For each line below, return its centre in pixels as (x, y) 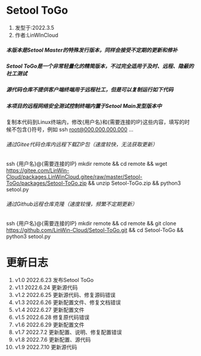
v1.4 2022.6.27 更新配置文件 (50, 310)
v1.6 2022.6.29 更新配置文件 (50, 325)
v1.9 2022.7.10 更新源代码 (46, 347)
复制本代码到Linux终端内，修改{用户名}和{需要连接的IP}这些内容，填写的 (95, 122)
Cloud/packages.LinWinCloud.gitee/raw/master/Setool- (75, 177)
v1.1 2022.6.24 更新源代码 (46, 287)
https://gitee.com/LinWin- (38, 171)
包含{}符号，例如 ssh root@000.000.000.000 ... (75, 129)
